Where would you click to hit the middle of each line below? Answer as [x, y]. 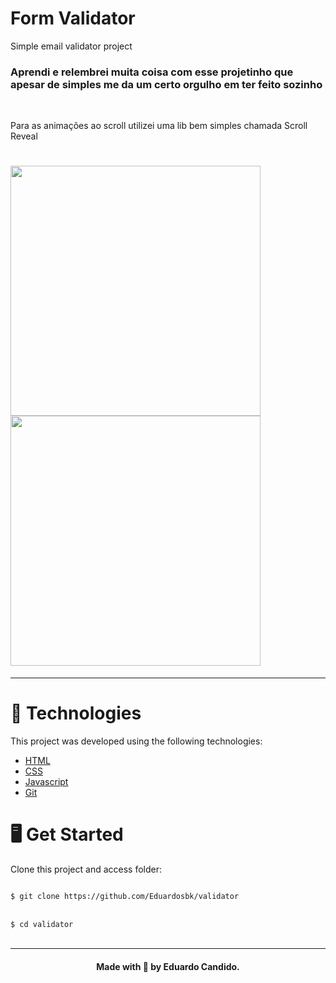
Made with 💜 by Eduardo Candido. [168, 966]
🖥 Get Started [67, 834]
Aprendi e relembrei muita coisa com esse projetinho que [152, 72]
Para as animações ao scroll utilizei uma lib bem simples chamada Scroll [159, 126]
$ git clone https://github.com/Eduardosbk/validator [125, 897]
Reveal [24, 136]
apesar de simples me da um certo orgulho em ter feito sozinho [166, 84]
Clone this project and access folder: [86, 869]
